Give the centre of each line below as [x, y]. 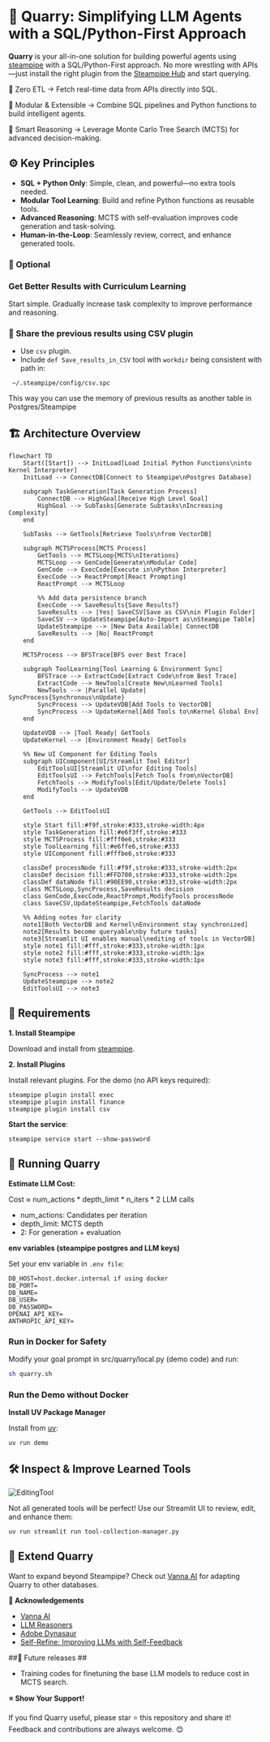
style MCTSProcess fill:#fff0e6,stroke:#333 [99, 840]
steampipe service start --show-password [79, 1139]
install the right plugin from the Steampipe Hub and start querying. [140, 73]
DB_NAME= [23, 1293]
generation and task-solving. [68, 226]
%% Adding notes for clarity [72, 918]
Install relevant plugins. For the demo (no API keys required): [109, 1080]
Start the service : [39, 1124]
